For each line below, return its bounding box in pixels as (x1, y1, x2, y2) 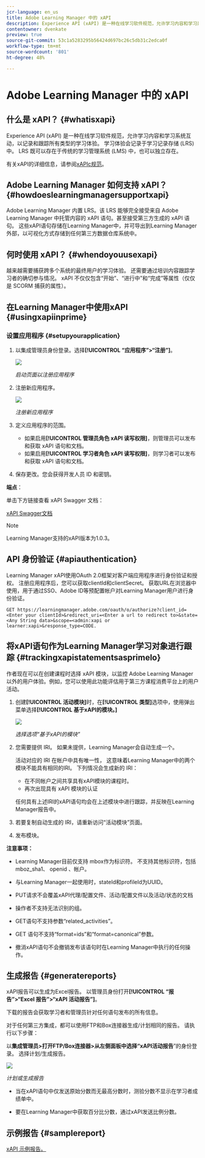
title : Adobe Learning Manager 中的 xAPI (6, 15, 112, 21)
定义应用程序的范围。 (15, 421, 69, 429)
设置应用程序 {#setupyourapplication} (6, 331, 121, 340)
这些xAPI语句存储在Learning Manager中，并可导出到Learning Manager (18, 222, 197, 230)
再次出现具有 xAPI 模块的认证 (24, 785, 98, 792)
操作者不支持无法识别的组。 (15, 904, 85, 912)
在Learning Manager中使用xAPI (6, 301, 128, 312)
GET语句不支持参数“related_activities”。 (15, 917, 116, 925)
